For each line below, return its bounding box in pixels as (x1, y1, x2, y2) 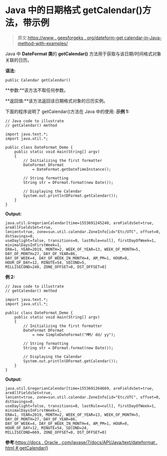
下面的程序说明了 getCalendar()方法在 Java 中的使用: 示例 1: (5, 108, 130, 115)
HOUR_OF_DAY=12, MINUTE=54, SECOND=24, (5, 425, 89, 430)
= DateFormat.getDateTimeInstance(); (32, 167, 112, 172)
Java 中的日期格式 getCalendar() (5, 5, 142, 16)
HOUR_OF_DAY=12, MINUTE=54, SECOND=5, (5, 260, 87, 265)
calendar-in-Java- (124, 35, 162, 41)
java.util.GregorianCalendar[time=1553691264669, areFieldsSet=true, (5, 386, 154, 391)
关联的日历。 (5, 57, 32, 63)
